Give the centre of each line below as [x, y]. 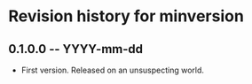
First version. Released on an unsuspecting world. [113, 70]
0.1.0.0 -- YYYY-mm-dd [76, 49]
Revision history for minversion [126, 16]
